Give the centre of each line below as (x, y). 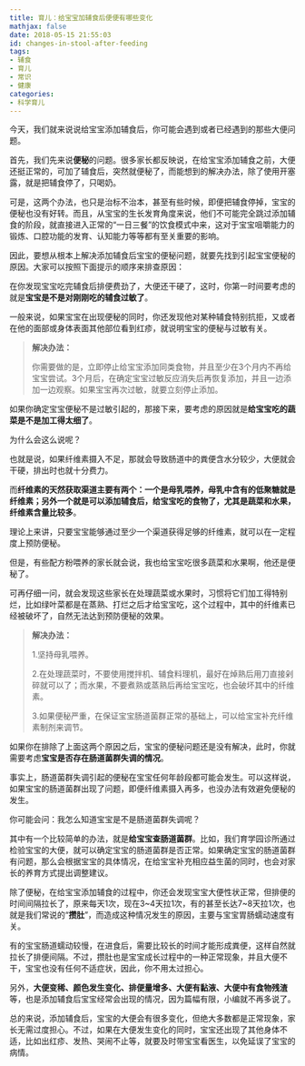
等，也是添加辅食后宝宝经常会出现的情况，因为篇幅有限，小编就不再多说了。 (152, 999)
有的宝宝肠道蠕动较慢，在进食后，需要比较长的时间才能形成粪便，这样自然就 (152, 946)
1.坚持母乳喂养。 (62, 655)
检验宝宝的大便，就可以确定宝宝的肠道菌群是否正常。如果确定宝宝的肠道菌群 (152, 850)
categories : (32, 94)
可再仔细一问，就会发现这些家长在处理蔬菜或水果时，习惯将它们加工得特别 (148, 593)
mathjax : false (38, 26)
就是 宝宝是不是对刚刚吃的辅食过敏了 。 (81, 297)
